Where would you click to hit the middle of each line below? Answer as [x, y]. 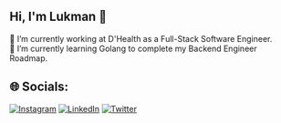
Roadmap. [29, 58]
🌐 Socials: [39, 87]
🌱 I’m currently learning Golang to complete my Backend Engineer [133, 48]
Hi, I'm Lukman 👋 [58, 17]
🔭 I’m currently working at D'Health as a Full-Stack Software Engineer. [141, 38]
